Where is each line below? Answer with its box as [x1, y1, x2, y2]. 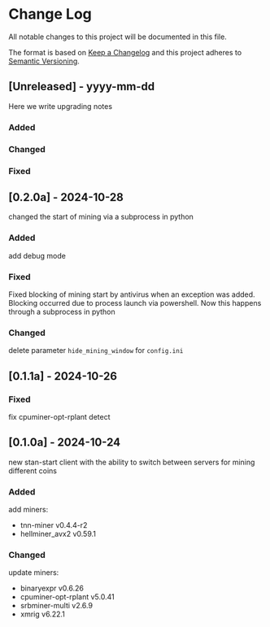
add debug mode [8, 250, 67, 260]
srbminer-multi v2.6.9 [20, 601, 94, 611]
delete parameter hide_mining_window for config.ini [8, 346, 184, 355]
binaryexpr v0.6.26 [20, 583, 84, 594]
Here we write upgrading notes [8, 101, 112, 111]
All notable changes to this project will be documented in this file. [8, 32, 228, 41]
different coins [8, 465, 57, 476]
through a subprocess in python [8, 307, 115, 316]
